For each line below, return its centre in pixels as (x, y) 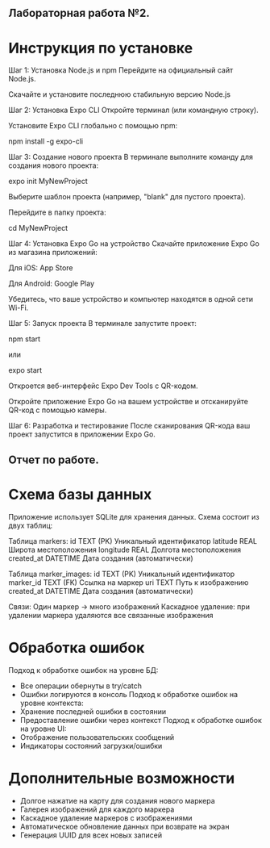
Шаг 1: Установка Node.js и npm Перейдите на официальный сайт (121, 70)
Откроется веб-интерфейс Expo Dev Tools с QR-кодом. (104, 386)
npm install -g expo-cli (46, 141)
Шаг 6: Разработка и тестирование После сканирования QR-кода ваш (129, 426)
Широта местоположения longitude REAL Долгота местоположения (125, 549)
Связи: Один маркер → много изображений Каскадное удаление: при (129, 606)
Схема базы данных (80, 494)
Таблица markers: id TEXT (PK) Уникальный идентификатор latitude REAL (133, 541)
